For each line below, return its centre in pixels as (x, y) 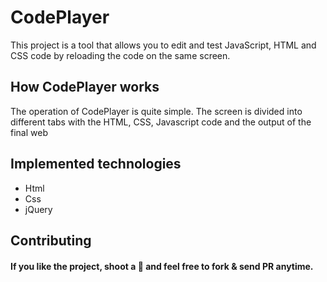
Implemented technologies (96, 164)
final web (29, 132)
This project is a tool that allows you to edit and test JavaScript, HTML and (163, 45)
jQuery (38, 209)
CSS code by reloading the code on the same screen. (120, 55)
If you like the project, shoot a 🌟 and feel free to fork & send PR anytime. (162, 266)
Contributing (51, 240)
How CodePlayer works (85, 87)
